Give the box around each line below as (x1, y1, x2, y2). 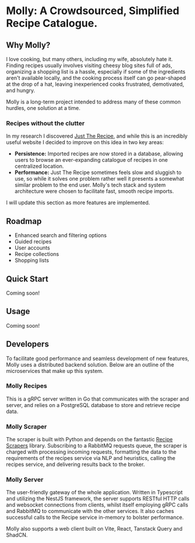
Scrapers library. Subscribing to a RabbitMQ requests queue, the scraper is (6, 442, 187, 449)
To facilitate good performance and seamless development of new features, (6, 355, 189, 362)
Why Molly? (6, 40, 51, 50)
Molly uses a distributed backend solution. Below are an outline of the (6, 361, 175, 368)
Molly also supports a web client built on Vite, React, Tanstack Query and (6, 525, 183, 532)
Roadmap (6, 216, 42, 226)
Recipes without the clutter (6, 119, 85, 127)
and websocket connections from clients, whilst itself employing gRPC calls (6, 501, 189, 508)
